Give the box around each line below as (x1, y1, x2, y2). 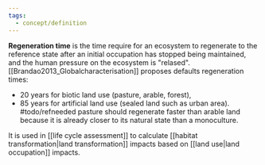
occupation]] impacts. (8, 148, 81, 157)
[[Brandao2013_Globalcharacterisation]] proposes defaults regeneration (8, 66, 244, 75)
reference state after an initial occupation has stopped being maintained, (8, 49, 247, 59)
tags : (8, 11, 26, 20)
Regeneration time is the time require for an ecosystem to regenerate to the (8, 40, 258, 50)
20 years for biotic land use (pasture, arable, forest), (19, 90, 192, 99)
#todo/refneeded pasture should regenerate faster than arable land (19, 106, 241, 116)
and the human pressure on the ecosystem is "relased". (8, 57, 191, 67)
